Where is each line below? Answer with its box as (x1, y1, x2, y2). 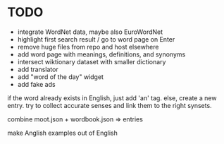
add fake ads (17, 80, 56, 88)
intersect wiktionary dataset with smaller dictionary (17, 57, 166, 66)
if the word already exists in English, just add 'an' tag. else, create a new (7, 93, 217, 102)
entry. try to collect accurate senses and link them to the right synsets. (7, 101, 213, 109)
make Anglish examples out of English (7, 128, 118, 137)
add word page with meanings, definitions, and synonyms (17, 50, 186, 59)
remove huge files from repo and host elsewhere (17, 42, 159, 51)
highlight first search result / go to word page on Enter (17, 35, 175, 43)
